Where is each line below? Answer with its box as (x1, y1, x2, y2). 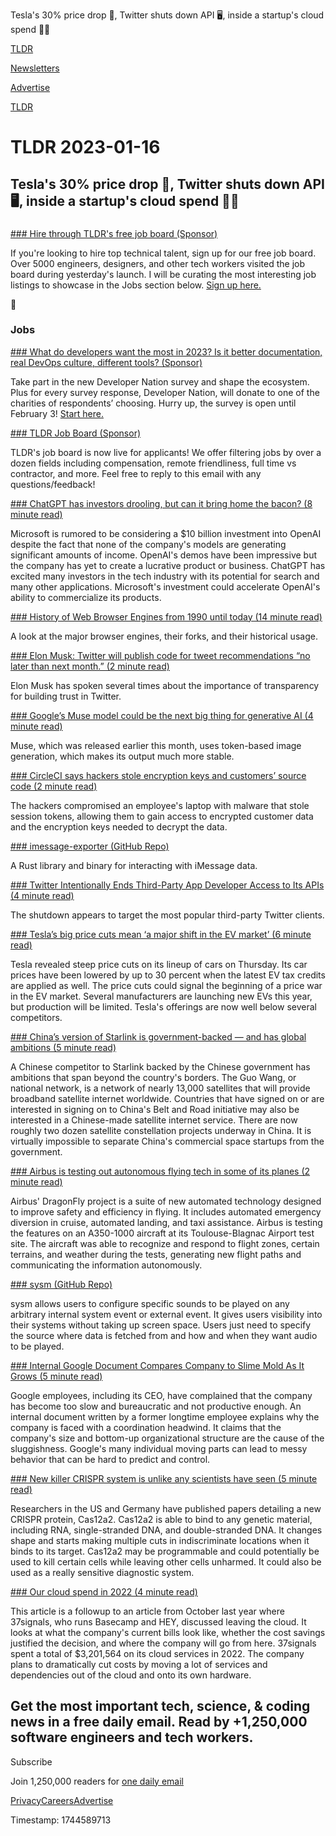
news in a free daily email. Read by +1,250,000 (10, 1714, 308, 1731)
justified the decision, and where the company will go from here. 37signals (10, 1637, 317, 1649)
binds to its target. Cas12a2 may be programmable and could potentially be (10, 1545, 320, 1557)
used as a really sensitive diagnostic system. (10, 1566, 195, 1578)
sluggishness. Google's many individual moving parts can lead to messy (10, 1442, 308, 1454)
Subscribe (10, 1755, 53, 1768)
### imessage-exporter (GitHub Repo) (10, 840, 170, 852)
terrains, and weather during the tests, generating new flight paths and (10, 1248, 302, 1260)
